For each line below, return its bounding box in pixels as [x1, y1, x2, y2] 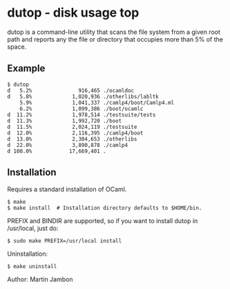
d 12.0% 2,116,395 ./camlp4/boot [7, 130, 144, 137]
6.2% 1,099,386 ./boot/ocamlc [19, 105, 144, 112]
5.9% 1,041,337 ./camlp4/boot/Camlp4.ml [19, 99, 175, 106]
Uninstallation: [7, 249, 48, 258]
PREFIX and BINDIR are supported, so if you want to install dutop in [7, 216, 198, 225]
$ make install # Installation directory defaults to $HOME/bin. [7, 204, 202, 211]
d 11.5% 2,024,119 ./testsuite [7, 123, 137, 130]
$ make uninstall [7, 263, 57, 270]
